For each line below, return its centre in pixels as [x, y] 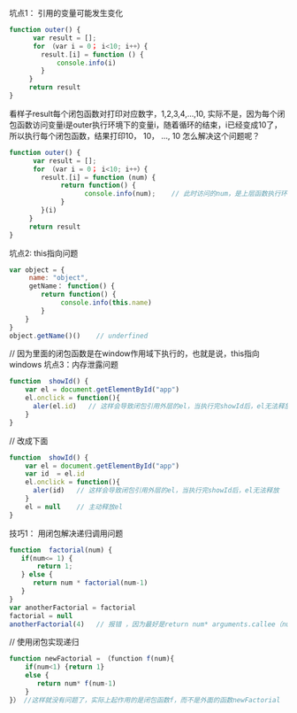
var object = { [37, 270]
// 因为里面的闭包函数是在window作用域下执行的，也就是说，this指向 [134, 353]
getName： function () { [72, 286]
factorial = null [41, 616]
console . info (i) [86, 63]
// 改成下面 [29, 440]
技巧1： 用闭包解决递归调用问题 [66, 533]
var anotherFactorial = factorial [73, 608]
